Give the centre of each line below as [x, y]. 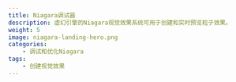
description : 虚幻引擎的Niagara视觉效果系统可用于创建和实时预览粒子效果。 [120, 23]
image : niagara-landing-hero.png [63, 37]
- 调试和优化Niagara [53, 52]
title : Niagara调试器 [42, 15]
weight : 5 [24, 30]
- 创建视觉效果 [44, 66]
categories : [28, 45]
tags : [17, 59]
